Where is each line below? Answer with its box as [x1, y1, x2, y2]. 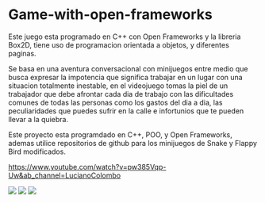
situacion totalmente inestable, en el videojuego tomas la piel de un [8, 81, 229, 90]
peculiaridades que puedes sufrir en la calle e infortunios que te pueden [8, 105, 244, 116]
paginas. [8, 48, 37, 58]
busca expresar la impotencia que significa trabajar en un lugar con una [8, 72, 244, 82]
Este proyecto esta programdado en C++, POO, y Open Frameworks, [8, 129, 232, 140]
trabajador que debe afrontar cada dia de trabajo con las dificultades [8, 89, 234, 98]
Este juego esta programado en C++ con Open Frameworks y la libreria [8, 32, 241, 41]
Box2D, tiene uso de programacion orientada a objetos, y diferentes [8, 40, 230, 49]
